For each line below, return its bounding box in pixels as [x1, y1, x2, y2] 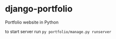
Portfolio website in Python [5, 19, 59, 25]
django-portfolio [5, 3, 73, 14]
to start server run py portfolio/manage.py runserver [5, 28, 112, 34]
